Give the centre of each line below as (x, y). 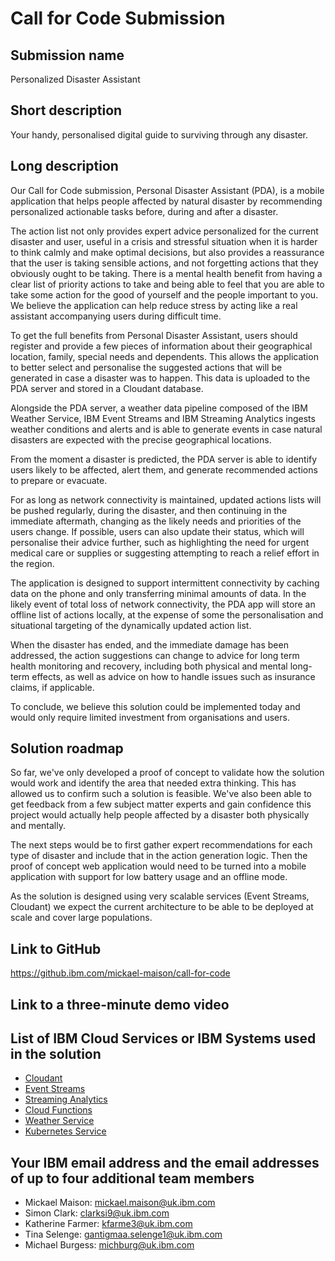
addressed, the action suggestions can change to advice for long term (155, 655)
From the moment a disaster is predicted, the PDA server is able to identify (164, 459)
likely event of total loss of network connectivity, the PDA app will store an (163, 604)
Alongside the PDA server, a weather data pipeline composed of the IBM (159, 408)
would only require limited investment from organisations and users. (150, 717)
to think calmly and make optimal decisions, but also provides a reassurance (167, 252)
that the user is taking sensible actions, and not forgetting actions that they (164, 263)
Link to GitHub (56, 948)
